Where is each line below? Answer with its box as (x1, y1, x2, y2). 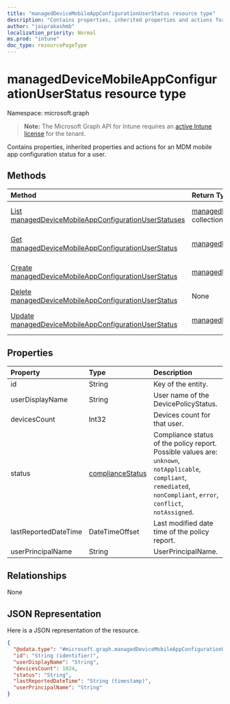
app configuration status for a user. (7, 150, 107, 158)
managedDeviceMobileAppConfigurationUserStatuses (10, 214, 186, 224)
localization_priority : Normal (7, 29, 97, 36)
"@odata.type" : (13, 646, 57, 653)
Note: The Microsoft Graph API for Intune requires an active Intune (23, 122, 212, 130)
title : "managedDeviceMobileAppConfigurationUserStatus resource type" (7, 10, 216, 17)
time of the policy (153, 527, 209, 536)
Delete (10, 286, 32, 296)
